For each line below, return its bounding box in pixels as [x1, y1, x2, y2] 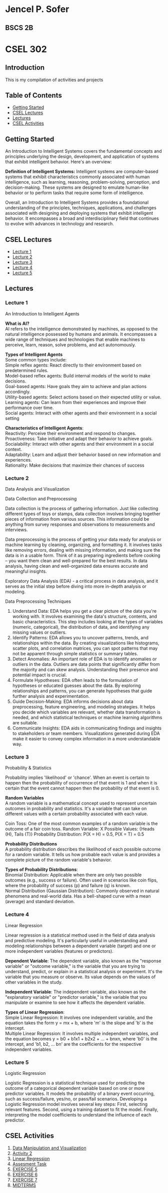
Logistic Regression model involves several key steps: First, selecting [5, 1101, 148, 1107]
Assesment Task [12, 1160, 46, 1167]
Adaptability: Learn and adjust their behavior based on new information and [5, 452, 161, 458]
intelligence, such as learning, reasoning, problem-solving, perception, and [5, 179, 160, 185]
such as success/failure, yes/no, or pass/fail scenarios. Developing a [5, 1095, 147, 1102]
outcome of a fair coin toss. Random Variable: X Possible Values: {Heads [5, 826, 155, 832]
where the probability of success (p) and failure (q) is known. [5, 883, 131, 889]
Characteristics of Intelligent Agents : [5, 425, 84, 431]
